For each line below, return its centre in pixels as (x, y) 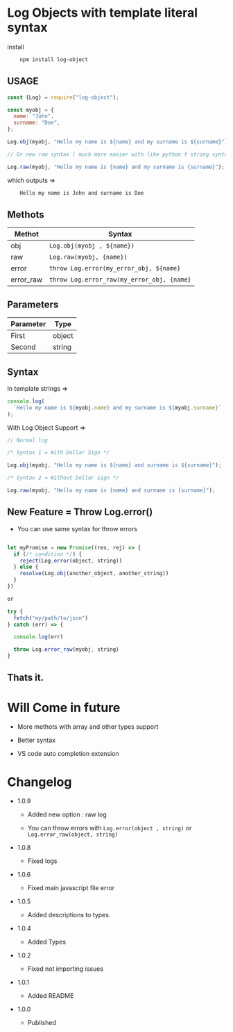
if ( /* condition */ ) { (48, 554)
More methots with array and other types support (88, 727)
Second (23, 347)
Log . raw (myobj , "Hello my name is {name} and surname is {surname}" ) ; (111, 491)
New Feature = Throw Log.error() (80, 512)
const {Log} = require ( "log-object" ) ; (63, 97)
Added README (51, 996)
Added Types (47, 942)
